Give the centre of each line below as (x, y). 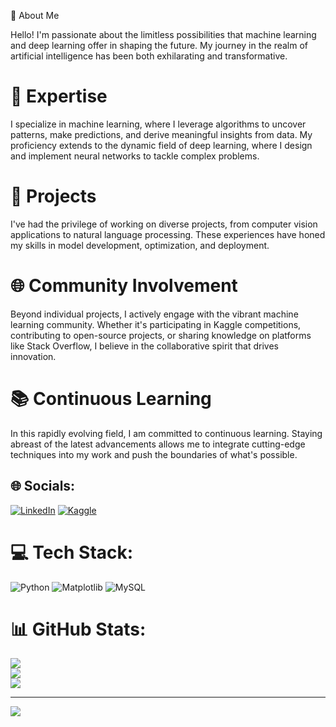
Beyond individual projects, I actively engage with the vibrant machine (154, 314)
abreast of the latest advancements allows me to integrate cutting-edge (158, 444)
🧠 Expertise (59, 96)
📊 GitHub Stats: (78, 629)
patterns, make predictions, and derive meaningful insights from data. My (161, 134)
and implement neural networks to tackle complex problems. (135, 156)
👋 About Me (35, 15)
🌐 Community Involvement (124, 286)
